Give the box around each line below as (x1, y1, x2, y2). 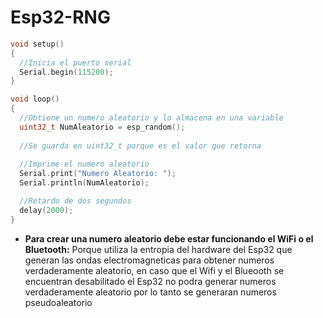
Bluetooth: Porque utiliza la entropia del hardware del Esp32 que (24, 243, 293, 255)
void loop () (10, 94, 60, 105)
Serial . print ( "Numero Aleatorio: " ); (19, 169, 177, 179)
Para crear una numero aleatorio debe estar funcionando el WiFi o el (24, 232, 314, 245)
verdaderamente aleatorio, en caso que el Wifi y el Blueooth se (24, 264, 285, 276)
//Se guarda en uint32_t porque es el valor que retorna (19, 141, 262, 151)
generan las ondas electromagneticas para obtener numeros (24, 254, 275, 266)
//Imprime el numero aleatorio (19, 159, 150, 170)
